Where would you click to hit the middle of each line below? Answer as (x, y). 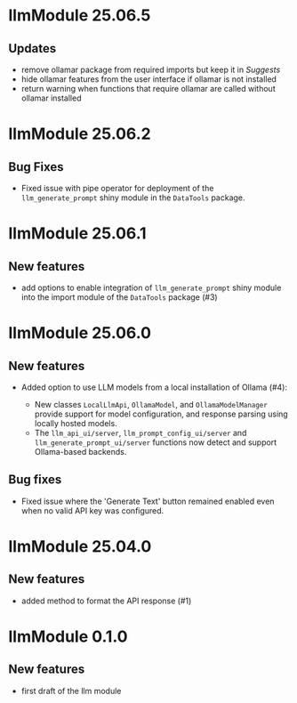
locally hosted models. (76, 423)
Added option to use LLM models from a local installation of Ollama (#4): (154, 387)
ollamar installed (51, 98)
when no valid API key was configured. (92, 510)
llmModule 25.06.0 (80, 333)
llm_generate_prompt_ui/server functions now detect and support (156, 442)
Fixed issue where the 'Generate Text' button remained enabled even (148, 501)
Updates (32, 48)
